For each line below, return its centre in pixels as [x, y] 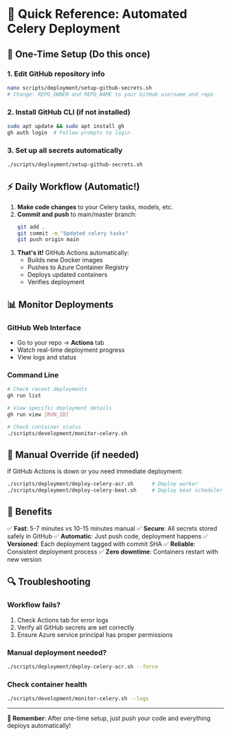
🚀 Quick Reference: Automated [97, 14]
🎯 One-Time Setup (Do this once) [79, 54]
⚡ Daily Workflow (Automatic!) [74, 187]
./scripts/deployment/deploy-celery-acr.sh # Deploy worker [102, 484]
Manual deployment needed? [57, 652]
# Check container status [44, 427]
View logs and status [47, 357]
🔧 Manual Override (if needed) [73, 455]
